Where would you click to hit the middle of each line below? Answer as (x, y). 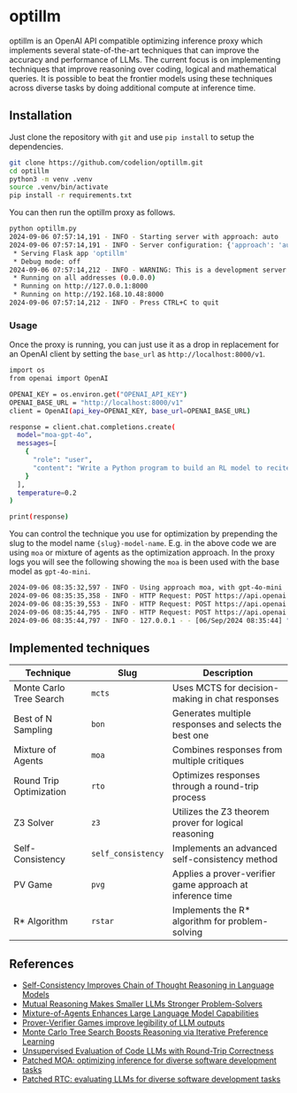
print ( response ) (39, 517)
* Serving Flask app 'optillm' (70, 253)
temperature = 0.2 (47, 493)
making (187, 699)
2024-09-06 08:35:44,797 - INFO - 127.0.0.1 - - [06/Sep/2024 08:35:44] (146, 620)
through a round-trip (215, 787)
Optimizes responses (216, 775)
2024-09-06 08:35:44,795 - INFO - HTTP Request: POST (110, 612)
